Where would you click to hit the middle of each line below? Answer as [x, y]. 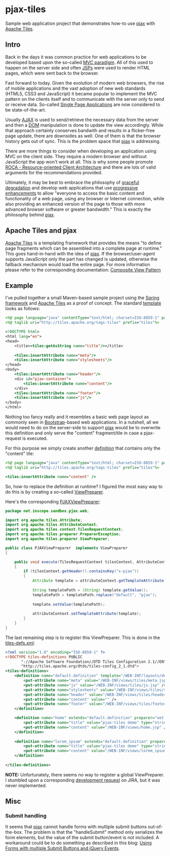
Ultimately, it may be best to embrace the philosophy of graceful [72, 182]
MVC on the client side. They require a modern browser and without [76, 156]
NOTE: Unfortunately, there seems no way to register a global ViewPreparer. [85, 774]
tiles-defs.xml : [20, 643]
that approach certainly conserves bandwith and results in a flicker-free [80, 130]
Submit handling [26, 816]
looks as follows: [23, 309]
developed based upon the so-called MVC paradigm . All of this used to [79, 62]
